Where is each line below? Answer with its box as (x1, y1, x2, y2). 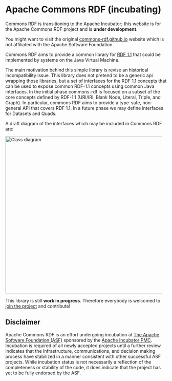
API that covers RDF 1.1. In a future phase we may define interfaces (22, 105, 164, 111)
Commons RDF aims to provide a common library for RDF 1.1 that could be (5, 51, 161, 58)
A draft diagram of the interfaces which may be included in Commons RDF (5, 120, 162, 126)
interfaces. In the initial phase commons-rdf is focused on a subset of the (5, 88, 160, 94)
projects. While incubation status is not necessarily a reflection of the (5, 358, 152, 365)
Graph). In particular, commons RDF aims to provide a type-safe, (5, 99, 142, 106)
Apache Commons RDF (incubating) (5, 4, 162, 15)
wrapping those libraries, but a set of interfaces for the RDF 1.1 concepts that (5, 78, 167, 84)
